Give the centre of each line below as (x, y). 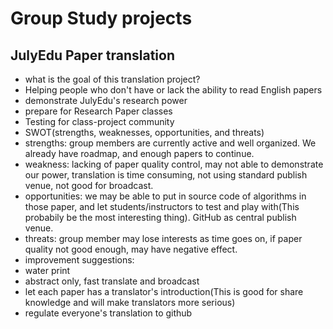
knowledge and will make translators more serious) (130, 302)
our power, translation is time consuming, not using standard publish (166, 175)
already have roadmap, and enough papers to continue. (139, 153)
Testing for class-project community (99, 121)
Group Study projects (101, 18)
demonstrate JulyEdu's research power (106, 100)
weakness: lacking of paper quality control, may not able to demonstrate (174, 164)
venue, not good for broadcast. (89, 185)
